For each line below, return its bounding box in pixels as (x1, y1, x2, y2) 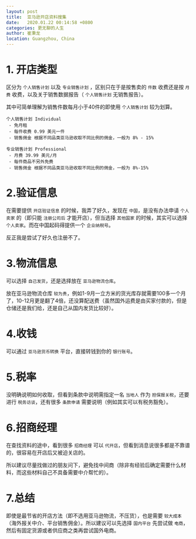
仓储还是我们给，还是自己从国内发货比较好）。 (6, 304, 117, 311)
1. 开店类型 (6, 63, 58, 76)
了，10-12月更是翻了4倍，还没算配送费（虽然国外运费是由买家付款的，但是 (6, 297, 187, 304)
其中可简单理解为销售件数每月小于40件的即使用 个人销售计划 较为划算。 (6, 103, 176, 110)
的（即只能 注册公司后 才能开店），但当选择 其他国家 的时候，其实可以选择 (16, 214, 188, 221)
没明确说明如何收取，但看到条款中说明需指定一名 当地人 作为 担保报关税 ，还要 (6, 391, 190, 398)
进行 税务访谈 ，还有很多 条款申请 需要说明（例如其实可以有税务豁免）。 (6, 398, 171, 405)
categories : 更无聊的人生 (6, 25, 65, 31)
